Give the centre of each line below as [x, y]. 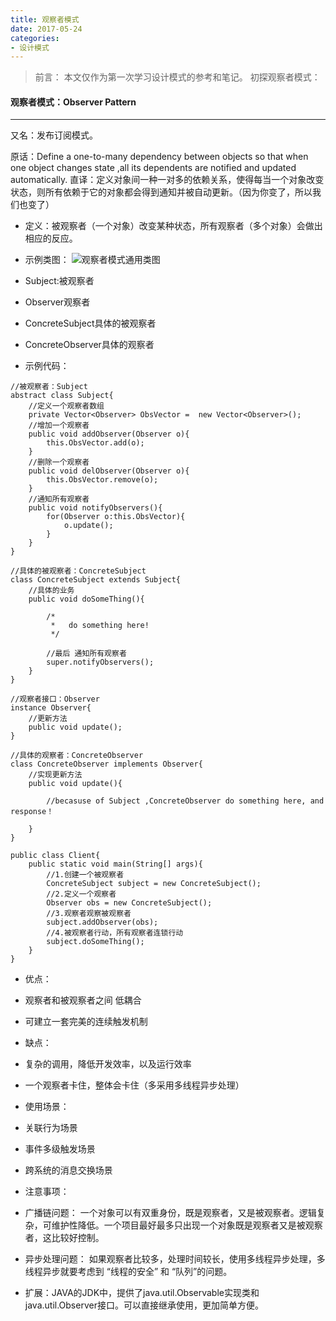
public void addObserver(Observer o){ [109, 434]
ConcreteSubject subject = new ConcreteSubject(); [154, 884]
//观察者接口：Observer [55, 699]
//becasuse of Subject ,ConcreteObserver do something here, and [185, 801]
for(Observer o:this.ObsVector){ [116, 517]
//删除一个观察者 [59, 462]
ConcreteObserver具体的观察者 [89, 345]
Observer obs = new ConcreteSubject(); [129, 903]
